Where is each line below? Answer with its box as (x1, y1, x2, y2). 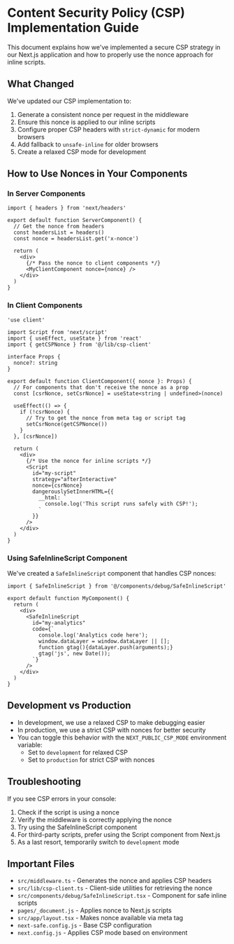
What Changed (7, 78, 75, 90)
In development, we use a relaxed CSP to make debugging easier (17, 718, 205, 726)
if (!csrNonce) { (20, 408, 71, 415)
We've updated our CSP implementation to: (7, 97, 131, 105)
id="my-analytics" (32, 620, 86, 627)
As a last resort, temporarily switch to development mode (17, 838, 180, 846)
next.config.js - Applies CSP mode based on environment (17, 929, 188, 937)
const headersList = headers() (13, 229, 105, 236)
